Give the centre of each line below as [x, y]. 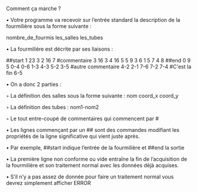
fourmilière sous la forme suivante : [49, 26]
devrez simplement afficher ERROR [49, 183]
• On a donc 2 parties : [34, 84]
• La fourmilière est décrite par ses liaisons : [60, 49]
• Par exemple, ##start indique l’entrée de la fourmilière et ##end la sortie [95, 148]
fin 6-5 [14, 73]
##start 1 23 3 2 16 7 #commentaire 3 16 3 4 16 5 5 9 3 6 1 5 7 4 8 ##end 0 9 [98, 60]
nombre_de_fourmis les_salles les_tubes [55, 37]
